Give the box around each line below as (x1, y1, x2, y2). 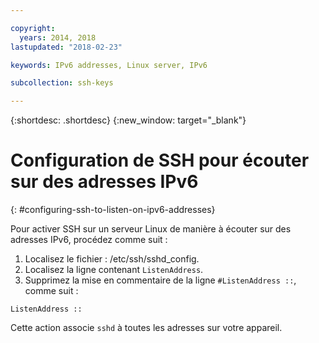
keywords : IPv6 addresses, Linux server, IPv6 (10, 60, 208, 70)
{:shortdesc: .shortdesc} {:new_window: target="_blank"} (10, 114, 247, 126)
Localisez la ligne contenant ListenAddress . (24, 264, 204, 276)
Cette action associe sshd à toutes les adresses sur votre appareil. (10, 322, 283, 334)
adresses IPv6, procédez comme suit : (10, 234, 168, 246)
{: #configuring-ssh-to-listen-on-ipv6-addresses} (10, 204, 216, 216)
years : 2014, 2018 (19, 32, 97, 43)
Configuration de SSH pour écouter (10, 149, 310, 172)
